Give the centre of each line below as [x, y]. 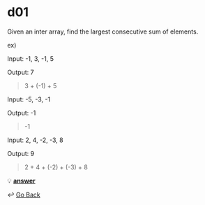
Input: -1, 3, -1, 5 [31, 58]
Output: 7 [21, 72]
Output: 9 [21, 153]
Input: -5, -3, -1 [29, 99]
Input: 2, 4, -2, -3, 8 [36, 140]
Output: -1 [22, 113]
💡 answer [22, 181]
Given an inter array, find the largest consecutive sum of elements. [103, 31]
